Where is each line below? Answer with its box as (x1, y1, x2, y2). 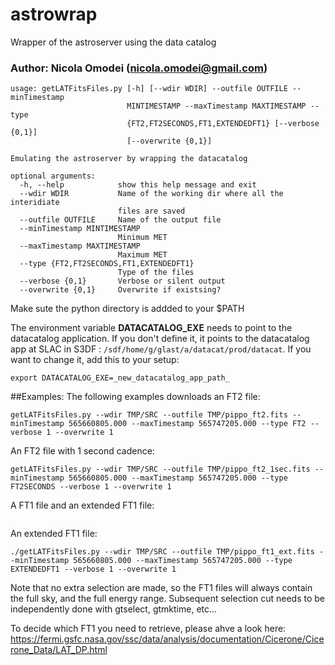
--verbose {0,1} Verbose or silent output (19, 276, 226, 287)
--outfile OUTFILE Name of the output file (19, 215, 222, 225)
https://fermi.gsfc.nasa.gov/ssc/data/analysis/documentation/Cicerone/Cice (10, 633, 325, 645)
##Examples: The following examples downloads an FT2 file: (10, 391, 261, 403)
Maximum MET (117, 250, 168, 260)
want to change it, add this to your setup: (10, 354, 180, 366)
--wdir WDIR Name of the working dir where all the (19, 189, 284, 199)
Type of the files (117, 268, 195, 278)
